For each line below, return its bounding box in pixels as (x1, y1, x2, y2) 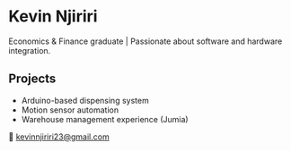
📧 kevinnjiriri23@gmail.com (8, 131, 110, 142)
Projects (8, 71, 57, 87)
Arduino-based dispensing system (21, 95, 149, 105)
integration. (8, 45, 51, 55)
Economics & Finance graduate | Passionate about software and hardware (8, 36, 283, 46)
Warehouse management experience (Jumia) (21, 113, 190, 124)
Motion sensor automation (21, 105, 119, 115)
